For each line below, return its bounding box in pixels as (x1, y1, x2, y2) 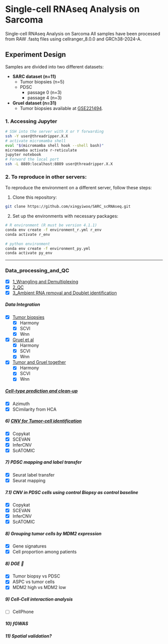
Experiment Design (5, 50, 66, 59)
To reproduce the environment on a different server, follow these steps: (5, 185, 152, 191)
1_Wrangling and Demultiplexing (12, 278, 78, 284)
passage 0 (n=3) (27, 89, 62, 95)
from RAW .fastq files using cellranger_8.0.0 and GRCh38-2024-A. (5, 36, 142, 42)
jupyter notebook (5, 152, 41, 157)
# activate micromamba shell (5, 138, 66, 143)
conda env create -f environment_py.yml (5, 246, 91, 251)
